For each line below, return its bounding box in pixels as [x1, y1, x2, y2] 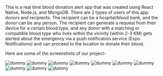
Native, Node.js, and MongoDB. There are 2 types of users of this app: [5, 9, 150, 15]
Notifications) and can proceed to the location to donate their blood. [5, 41, 145, 46]
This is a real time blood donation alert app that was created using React [5, 4, 154, 10]
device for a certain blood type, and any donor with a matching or [5, 25, 140, 31]
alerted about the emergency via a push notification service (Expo [5, 36, 141, 41]
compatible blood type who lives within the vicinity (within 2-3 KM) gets [5, 31, 153, 36]
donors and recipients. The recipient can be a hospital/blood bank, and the [5, 15, 158, 20]
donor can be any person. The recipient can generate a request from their [5, 20, 157, 26]
